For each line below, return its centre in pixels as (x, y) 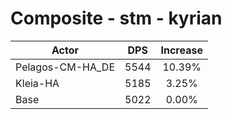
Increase (181, 50)
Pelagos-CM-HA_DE (65, 67)
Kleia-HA (37, 83)
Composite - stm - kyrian (116, 18)
